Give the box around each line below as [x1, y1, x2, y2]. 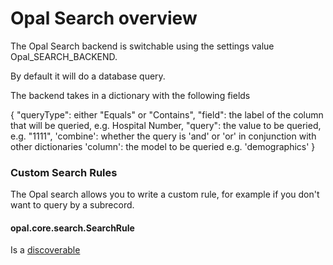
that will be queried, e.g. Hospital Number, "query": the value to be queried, [10, 119, 322, 131]
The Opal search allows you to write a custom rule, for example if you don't [10, 188, 320, 201]
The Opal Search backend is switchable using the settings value [10, 40, 275, 52]
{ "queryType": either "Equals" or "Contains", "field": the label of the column [10, 108, 324, 121]
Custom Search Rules [10, 165, 118, 179]
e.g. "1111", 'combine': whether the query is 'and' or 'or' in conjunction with [10, 130, 317, 142]
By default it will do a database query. [10, 70, 166, 82]
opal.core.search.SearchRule [10, 222, 135, 234]
